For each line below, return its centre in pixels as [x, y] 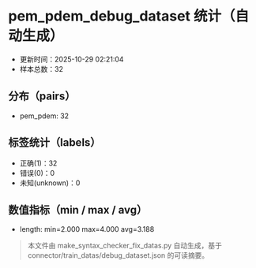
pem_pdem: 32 [44, 116]
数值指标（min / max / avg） [78, 210]
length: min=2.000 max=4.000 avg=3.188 [87, 229]
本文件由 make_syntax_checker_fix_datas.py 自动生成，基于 [125, 246]
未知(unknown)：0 [50, 183]
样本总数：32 [41, 69]
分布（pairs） [42, 97]
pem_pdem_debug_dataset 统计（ [122, 16]
